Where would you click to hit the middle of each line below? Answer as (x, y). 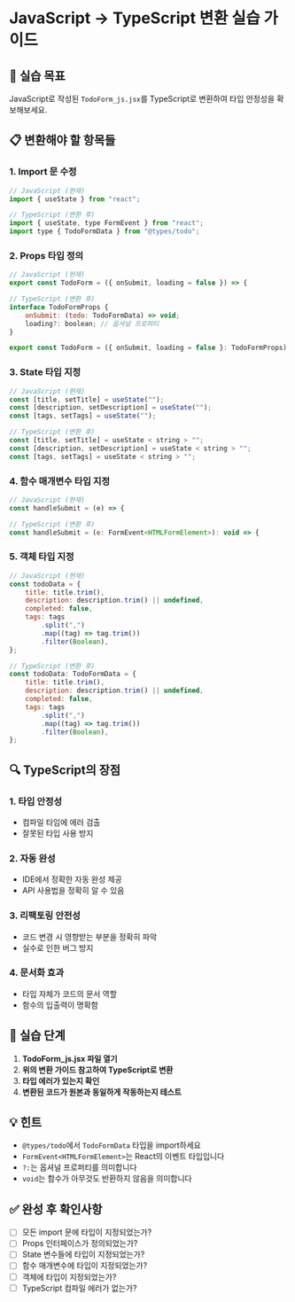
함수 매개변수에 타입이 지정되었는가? (85, 1266)
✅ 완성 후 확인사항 (56, 1209)
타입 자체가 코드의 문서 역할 (70, 994)
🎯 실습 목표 (38, 76)
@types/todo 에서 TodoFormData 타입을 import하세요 (112, 1145)
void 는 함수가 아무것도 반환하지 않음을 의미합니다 (107, 1179)
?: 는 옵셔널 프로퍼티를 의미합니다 (79, 1167)
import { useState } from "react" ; (75, 199)
